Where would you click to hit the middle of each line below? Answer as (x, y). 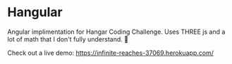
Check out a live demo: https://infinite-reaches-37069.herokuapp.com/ (110, 53)
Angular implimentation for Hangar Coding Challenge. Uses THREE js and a (116, 32)
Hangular (35, 12)
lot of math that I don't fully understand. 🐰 (68, 39)
